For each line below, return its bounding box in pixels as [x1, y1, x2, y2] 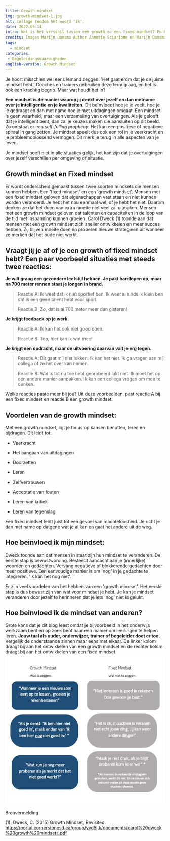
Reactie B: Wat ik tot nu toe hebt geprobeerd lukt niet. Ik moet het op [17, 371, 161, 376]
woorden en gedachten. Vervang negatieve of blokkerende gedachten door [5, 563, 163, 569]
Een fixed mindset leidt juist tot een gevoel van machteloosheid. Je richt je [5, 518, 160, 524]
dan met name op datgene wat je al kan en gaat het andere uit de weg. [5, 524, 153, 530]
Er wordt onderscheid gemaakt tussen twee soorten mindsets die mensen [5, 183, 159, 190]
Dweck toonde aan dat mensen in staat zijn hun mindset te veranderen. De [5, 552, 161, 558]
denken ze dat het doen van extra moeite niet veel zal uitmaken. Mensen [5, 205, 157, 211]
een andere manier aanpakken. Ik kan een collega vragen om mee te [17, 376, 161, 382]
